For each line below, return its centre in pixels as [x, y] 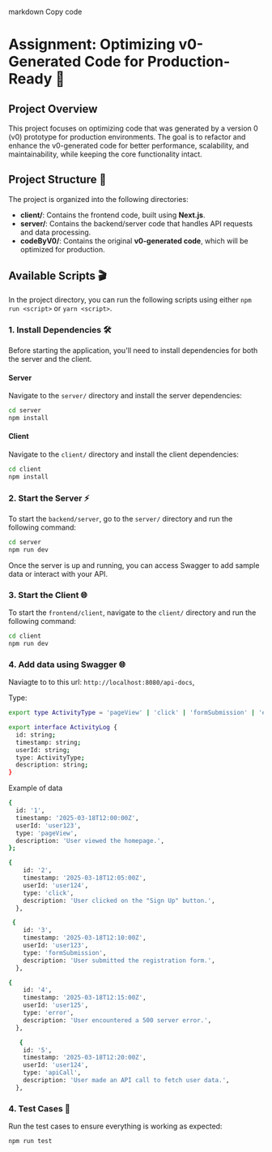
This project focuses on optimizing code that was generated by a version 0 [134, 128]
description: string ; [52, 765]
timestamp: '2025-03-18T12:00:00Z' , [77, 818]
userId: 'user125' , [56, 1005]
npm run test [30, 1141]
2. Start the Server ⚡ [49, 498]
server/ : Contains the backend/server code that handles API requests [136, 223]
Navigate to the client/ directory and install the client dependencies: [123, 454]
